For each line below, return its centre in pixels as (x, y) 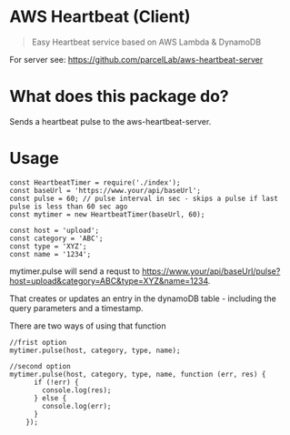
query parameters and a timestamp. (76, 308)
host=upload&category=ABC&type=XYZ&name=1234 (109, 280)
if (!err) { (56, 382)
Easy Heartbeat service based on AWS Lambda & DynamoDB (146, 42)
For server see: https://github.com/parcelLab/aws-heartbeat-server (136, 59)
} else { (50, 398)
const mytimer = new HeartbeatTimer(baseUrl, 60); (107, 214)
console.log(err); (77, 406)
